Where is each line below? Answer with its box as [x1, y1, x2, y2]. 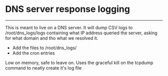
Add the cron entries [12, 50, 55, 56]
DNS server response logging [5, 3, 130, 15]
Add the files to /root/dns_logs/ [12, 45, 77, 51]
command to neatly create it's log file [5, 65, 82, 71]
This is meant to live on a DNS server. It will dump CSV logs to [5, 24, 133, 30]
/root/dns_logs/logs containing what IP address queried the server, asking [5, 30, 157, 36]
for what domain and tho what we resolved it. [5, 35, 98, 41]
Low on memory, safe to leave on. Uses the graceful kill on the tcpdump [5, 60, 153, 66]
